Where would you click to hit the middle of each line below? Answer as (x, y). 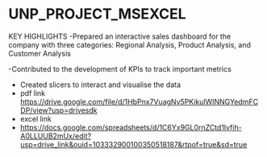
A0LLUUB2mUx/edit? (55, 136)
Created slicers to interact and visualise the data (100, 85)
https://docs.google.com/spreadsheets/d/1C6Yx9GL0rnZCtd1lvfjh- (131, 127)
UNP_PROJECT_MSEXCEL (97, 14)
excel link (36, 118)
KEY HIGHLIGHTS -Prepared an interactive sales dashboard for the (120, 36)
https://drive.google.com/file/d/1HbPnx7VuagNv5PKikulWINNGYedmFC (139, 101)
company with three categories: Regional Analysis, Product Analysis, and (130, 44)
